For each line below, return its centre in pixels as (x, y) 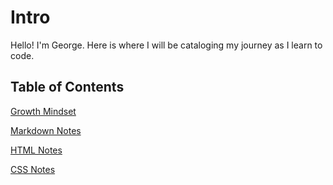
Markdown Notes (46, 130)
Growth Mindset (43, 111)
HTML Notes (36, 150)
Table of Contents (67, 87)
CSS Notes (33, 169)
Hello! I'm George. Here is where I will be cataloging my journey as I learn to (166, 45)
